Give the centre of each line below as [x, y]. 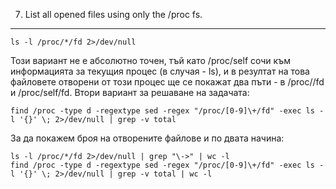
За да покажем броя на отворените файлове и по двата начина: [147, 138]
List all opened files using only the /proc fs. [113, 14]
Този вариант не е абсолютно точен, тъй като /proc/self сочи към [150, 60]
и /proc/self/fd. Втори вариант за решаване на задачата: [130, 92]
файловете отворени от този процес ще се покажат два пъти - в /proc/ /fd [167, 82]
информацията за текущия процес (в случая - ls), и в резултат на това [160, 71]
